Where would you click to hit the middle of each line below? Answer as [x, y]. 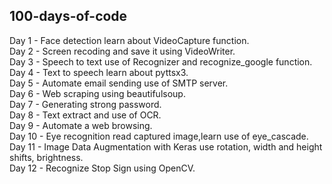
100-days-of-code [68, 16]
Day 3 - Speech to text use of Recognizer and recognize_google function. [161, 61]
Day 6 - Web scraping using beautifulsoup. [97, 93]
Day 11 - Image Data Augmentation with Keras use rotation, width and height [166, 146]
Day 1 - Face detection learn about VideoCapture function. [129, 40]
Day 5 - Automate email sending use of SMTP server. [119, 83]
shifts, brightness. [46, 157]
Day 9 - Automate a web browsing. [81, 125]
